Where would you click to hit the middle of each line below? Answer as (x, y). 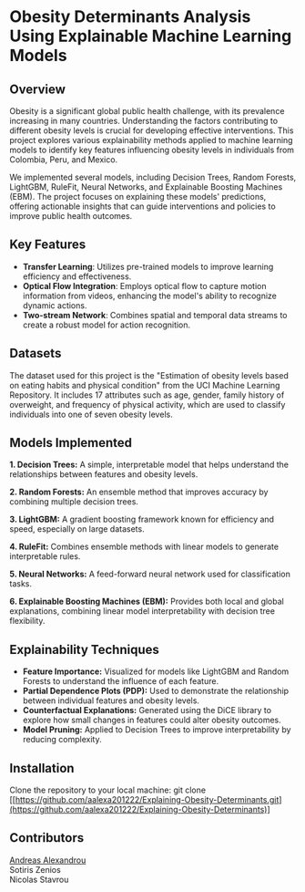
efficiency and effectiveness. (77, 276)
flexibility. (27, 621)
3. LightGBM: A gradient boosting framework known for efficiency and (142, 519)
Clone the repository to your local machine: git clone (108, 790)
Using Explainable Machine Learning (151, 36)
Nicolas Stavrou (39, 879)
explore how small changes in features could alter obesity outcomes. (152, 720)
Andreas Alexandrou (48, 860)
